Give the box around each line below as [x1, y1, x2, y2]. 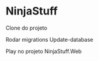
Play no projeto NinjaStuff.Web [5, 47, 82, 55]
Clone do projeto [5, 24, 48, 31]
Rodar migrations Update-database [5, 36, 94, 43]
